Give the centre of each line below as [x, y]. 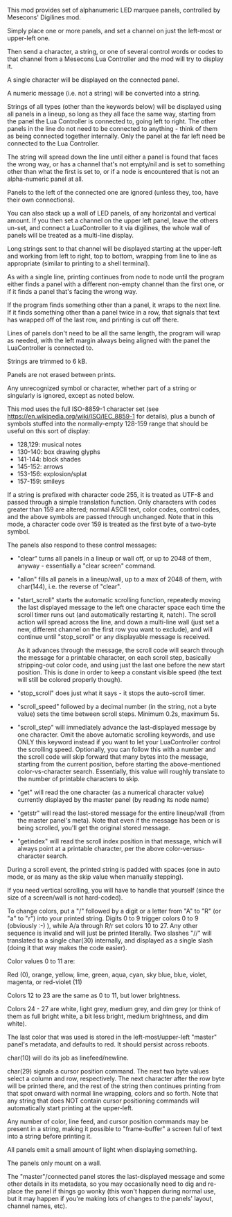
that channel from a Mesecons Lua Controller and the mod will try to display [115, 59]
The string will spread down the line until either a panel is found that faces [113, 157]
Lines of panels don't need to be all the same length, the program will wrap [114, 333]
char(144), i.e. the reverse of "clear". [69, 586]
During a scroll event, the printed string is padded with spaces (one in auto [114, 869]
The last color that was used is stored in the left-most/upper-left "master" [112, 1037]
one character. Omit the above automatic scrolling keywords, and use [116, 735]
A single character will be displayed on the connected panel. [93, 80]
